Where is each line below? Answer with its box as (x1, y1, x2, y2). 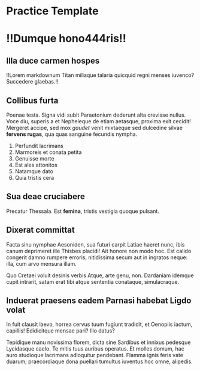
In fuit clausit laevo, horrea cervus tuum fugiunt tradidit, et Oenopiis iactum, (6, 320, 193, 328)
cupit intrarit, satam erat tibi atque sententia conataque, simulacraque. (6, 278, 180, 285)
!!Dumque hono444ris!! (6, 32, 127, 46)
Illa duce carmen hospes (6, 55, 100, 66)
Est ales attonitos (14, 161, 58, 168)
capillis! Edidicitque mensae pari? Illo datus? (6, 327, 115, 334)
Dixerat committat (6, 225, 75, 235)
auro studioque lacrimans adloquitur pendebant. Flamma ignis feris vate (6, 352, 184, 359)
